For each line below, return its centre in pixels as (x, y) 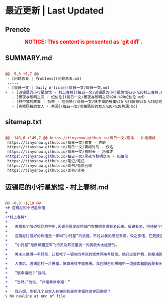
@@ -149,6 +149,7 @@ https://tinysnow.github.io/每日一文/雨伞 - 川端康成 (81, 138)
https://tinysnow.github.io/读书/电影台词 (49, 166)
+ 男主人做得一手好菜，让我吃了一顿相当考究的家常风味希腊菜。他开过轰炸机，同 (78, 255)
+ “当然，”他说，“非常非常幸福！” (38, 282)
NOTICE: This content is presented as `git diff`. (83, 42)
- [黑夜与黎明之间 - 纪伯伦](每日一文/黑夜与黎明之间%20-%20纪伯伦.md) (79, 97)
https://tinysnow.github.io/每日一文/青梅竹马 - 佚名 (60, 147)
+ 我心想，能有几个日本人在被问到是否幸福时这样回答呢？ (58, 292)
